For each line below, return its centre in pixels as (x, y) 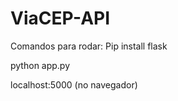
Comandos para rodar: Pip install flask (89, 46)
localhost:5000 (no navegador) (74, 84)
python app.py (40, 65)
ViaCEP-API (60, 18)
